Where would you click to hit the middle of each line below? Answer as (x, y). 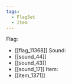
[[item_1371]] (30, 75)
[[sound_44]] (30, 57)
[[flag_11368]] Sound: (40, 51)
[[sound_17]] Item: (36, 69)
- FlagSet (23, 17)
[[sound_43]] (30, 63)
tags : (13, 11)
